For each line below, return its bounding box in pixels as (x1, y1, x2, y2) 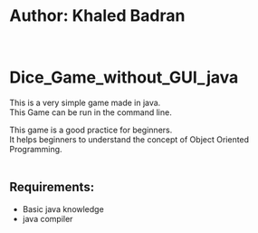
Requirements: (9, 180, 95, 195)
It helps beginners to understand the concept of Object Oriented (9, 133, 250, 145)
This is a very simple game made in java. (9, 97, 161, 108)
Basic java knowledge (22, 203, 104, 214)
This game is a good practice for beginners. (9, 124, 173, 135)
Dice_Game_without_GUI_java (9, 67, 239, 88)
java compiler (22, 213, 73, 224)
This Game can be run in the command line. (9, 106, 172, 118)
